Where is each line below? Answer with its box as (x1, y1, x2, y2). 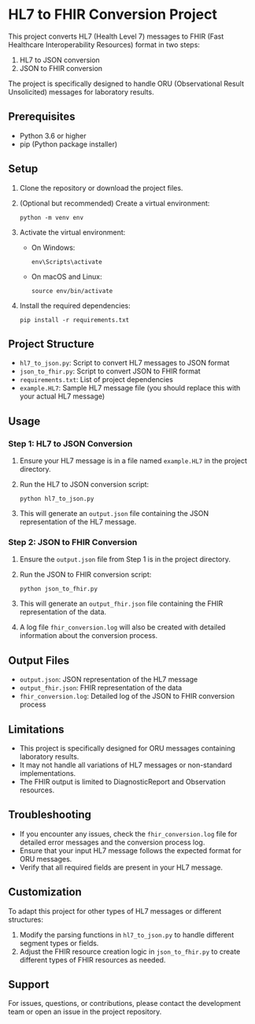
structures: (8, 915, 43, 924)
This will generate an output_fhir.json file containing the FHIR (19, 599, 224, 608)
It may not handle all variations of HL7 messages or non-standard (19, 760, 232, 770)
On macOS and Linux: (31, 272, 102, 281)
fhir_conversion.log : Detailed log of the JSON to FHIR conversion (19, 692, 235, 701)
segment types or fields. (19, 938, 99, 948)
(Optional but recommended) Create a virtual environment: (19, 198, 210, 208)
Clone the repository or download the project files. (19, 183, 183, 192)
